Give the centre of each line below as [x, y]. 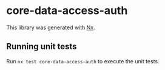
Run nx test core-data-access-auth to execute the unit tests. [83, 61]
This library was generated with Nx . [51, 27]
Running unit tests [42, 47]
